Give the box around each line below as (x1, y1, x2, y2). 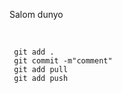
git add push (13, 74, 69, 84)
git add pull (13, 65, 69, 75)
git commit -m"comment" (13, 56, 113, 66)
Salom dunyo (9, 9, 64, 20)
